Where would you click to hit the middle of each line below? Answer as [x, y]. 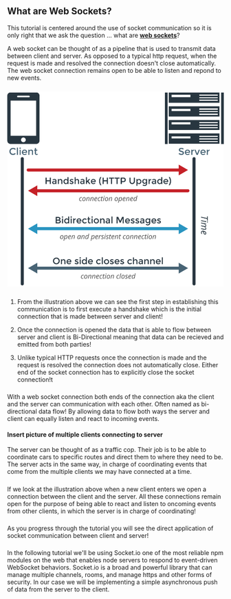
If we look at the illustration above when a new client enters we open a [107, 489]
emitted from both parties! [54, 344]
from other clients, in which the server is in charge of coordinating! [101, 511]
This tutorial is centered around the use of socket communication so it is [109, 28]
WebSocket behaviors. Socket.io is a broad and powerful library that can [110, 567]
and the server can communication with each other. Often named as [103, 404]
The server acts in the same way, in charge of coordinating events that [107, 464]
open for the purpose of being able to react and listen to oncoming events [112, 503]
